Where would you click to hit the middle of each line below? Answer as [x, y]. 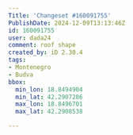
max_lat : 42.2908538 [49, 112]
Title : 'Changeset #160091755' [60, 15]
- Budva [21, 75]
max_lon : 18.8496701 [49, 104]
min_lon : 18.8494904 [49, 89]
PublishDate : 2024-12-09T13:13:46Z [67, 23]
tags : [17, 60]
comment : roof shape [42, 45]
